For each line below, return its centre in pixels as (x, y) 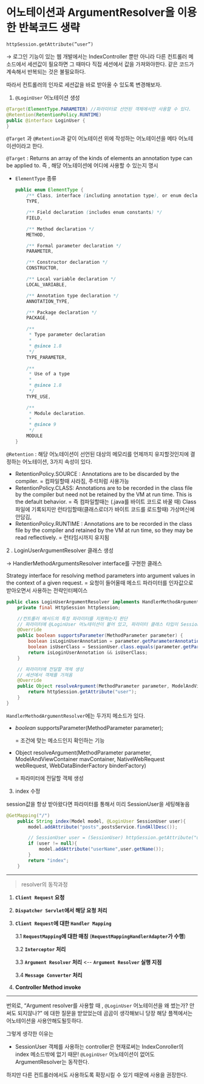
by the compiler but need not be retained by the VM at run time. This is (104, 494)
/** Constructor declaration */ (67, 263)
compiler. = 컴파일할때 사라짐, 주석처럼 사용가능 (72, 481)
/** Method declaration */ (60, 229)
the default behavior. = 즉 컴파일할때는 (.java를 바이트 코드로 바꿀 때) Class (106, 501)
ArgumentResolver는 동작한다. (52, 1061)
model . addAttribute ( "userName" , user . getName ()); (101, 849)
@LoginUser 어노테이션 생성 (47, 97)
